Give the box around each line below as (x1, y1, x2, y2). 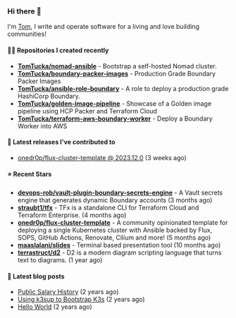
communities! (7, 30, 47, 38)
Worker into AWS (17, 121, 68, 130)
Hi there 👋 (7, 6, 42, 16)
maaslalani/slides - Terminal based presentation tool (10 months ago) (17, 240, 221, 249)
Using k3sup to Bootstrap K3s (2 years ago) (17, 295, 146, 304)
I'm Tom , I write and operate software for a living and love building (7, 23, 199, 31)
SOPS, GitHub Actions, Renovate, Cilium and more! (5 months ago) (17, 233, 211, 242)
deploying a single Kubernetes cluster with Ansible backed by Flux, (17, 226, 213, 234)
